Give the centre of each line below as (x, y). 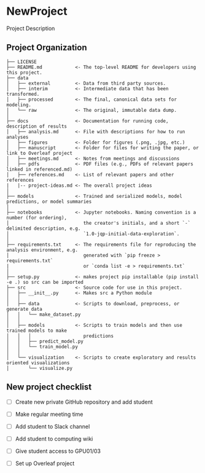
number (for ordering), (37, 217)
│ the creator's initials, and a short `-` (99, 223)
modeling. (19, 105)
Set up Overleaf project (45, 463)
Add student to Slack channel (52, 426)
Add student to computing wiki (54, 439)
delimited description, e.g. (44, 229)
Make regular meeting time (49, 414)
